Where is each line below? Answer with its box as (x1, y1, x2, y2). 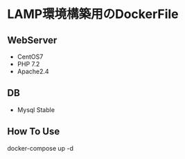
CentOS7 (17, 53, 44, 61)
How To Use (7, 126, 60, 138)
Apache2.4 (17, 67, 50, 75)
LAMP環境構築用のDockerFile (7, 6, 179, 22)
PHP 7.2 (17, 60, 40, 68)
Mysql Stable (17, 105, 55, 114)
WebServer (7, 34, 58, 46)
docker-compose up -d (7, 144, 74, 152)
